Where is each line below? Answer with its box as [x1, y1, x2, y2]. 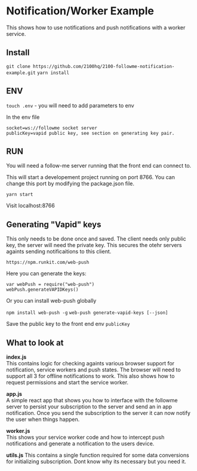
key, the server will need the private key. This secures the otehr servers [6, 242, 182, 249]
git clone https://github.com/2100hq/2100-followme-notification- [6, 63, 175, 69]
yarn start [6, 192, 33, 198]
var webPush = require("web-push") [6, 282, 95, 288]
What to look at [6, 337, 64, 347]
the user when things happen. [6, 416, 80, 423]
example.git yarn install [6, 70, 70, 76]
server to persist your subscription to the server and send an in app [6, 403, 172, 410]
